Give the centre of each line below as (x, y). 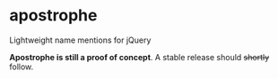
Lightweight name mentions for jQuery (80, 40)
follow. (22, 67)
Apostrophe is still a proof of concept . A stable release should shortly (139, 57)
